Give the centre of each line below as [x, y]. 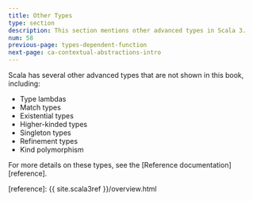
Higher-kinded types [54, 124]
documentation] [205, 165]
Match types [40, 107]
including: [25, 83]
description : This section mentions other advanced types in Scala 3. [127, 30]
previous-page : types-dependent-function [78, 45]
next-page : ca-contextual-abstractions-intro [84, 52]
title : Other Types [40, 15]
